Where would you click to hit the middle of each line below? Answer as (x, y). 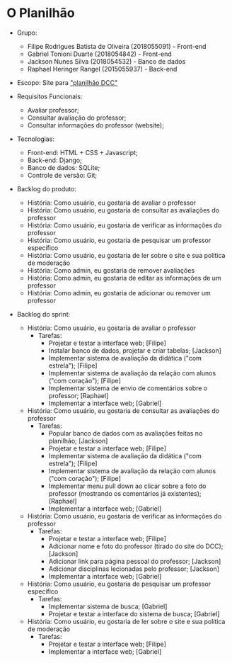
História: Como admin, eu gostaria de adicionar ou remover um (119, 293)
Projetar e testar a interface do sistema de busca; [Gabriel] (134, 613)
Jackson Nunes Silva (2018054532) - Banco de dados (106, 61)
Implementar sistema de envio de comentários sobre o (128, 388)
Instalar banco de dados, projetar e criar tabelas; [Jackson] (135, 350)
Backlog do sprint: (43, 314)
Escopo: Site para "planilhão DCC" (67, 82)
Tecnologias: (35, 139)
